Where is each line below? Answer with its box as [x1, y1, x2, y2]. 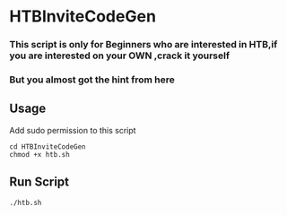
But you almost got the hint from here [9, 73, 175, 86]
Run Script [9, 175, 70, 190]
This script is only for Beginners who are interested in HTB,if [9, 39, 278, 51]
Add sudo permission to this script [9, 125, 136, 135]
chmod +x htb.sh [9, 150, 70, 159]
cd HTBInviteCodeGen [9, 142, 87, 151]
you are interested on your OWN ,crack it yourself [9, 49, 230, 62]
